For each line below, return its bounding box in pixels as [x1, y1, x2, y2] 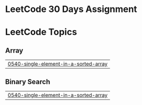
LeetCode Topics [5, 26, 77, 38]
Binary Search [5, 77, 50, 86]
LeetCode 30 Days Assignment [5, 3, 137, 15]
